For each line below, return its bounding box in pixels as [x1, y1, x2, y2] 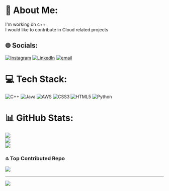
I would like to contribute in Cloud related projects [5, 26, 109, 32]
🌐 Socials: [5, 41, 38, 50]
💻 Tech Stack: [5, 73, 67, 85]
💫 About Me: [5, 5, 58, 16]
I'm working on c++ [5, 21, 46, 27]
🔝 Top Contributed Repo [5, 155, 65, 162]
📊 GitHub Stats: [5, 112, 74, 123]
